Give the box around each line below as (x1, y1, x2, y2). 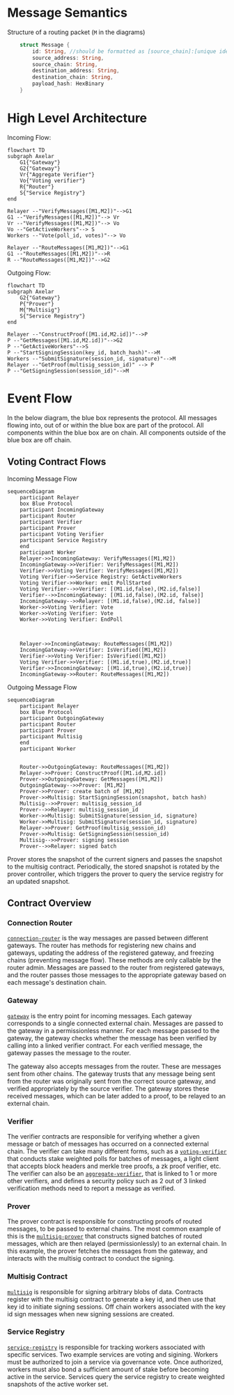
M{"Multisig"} (19, 306, 61, 313)
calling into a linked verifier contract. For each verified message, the (7, 1041, 203, 1050)
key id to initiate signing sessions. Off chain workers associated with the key (7, 1302, 226, 1311)
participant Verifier (19, 518, 82, 525)
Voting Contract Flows (7, 456, 107, 468)
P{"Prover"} (19, 300, 54, 307)
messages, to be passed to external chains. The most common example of (7, 1224, 221, 1233)
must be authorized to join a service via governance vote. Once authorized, (7, 1357, 224, 1366)
